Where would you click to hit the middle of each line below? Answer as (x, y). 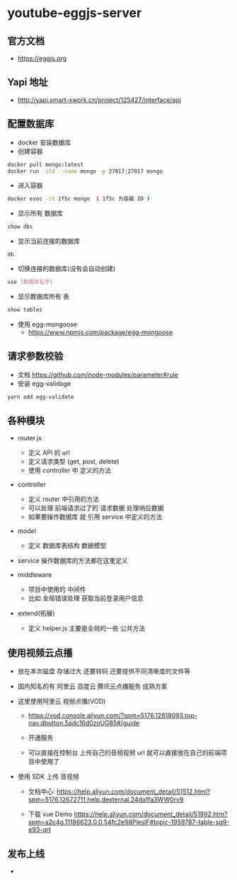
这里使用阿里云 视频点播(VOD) (62, 702)
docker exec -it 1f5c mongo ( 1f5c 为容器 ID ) (79, 199)
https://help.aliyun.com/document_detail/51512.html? (133, 792)
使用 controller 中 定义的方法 (70, 470)
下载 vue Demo (50, 814)
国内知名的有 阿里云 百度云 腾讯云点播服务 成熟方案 (92, 686)
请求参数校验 (35, 356)
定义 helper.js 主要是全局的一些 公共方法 (87, 629)
